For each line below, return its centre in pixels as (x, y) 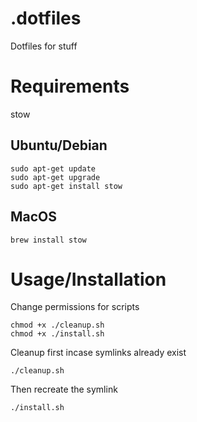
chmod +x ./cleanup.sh (57, 325)
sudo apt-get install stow (66, 186)
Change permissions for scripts (75, 307)
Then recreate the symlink (64, 389)
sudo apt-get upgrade (55, 177)
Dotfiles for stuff (44, 46)
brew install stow (48, 240)
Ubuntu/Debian (59, 145)
